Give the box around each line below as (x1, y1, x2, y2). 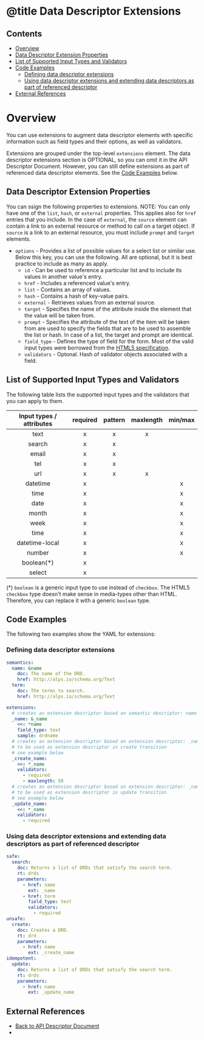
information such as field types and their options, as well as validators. (6, 138, 183, 145)
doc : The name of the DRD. (17, 671, 86, 677)
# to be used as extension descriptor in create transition (12, 744, 167, 750)
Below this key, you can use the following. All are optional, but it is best (15, 253, 192, 261)
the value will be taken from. (24, 312, 95, 319)
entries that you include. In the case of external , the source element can (6, 216, 187, 223)
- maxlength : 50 (22, 778, 64, 784)
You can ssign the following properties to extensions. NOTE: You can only (6, 203, 191, 210)
